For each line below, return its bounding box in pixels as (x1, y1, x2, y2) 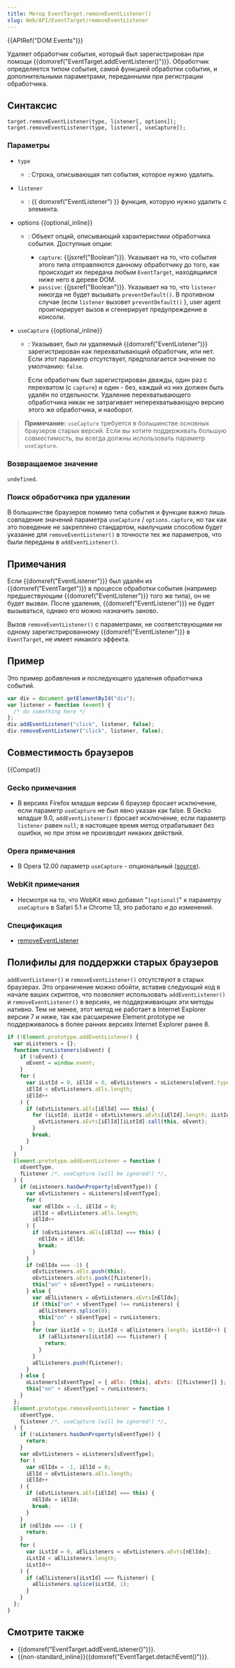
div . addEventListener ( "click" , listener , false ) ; (7, 721, 155, 728)
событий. (7, 681, 35, 690)
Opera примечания (7, 846, 76, 856)
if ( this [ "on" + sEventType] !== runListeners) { (32, 1301, 180, 1308)
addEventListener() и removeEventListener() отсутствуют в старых (7, 975, 204, 983)
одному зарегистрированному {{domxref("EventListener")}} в (7, 628, 190, 636)
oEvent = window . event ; (25, 1060, 96, 1067)
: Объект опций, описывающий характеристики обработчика (27, 232, 211, 240)
